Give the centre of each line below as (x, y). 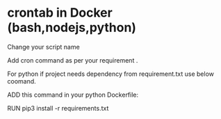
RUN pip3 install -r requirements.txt (58, 108)
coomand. (22, 81)
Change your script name (43, 47)
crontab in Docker (60, 13)
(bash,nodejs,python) (72, 27)
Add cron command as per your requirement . (73, 60)
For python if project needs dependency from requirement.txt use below (110, 74)
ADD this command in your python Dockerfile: (73, 95)
